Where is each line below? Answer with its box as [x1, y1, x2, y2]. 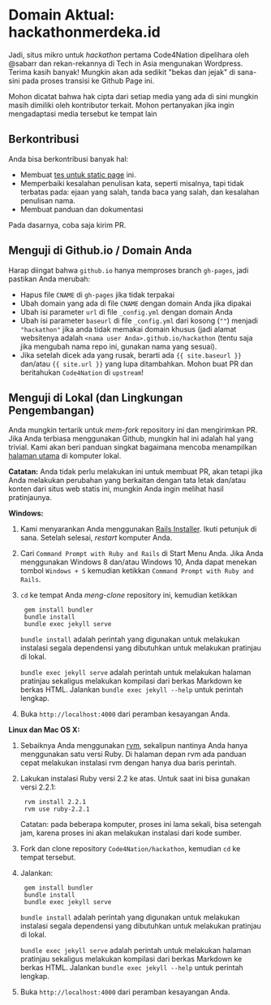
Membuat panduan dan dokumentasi [19, 204, 144, 214]
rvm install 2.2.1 [24, 798, 87, 807]
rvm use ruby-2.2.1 [24, 805, 90, 814]
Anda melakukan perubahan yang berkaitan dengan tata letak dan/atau [8, 476, 246, 485]
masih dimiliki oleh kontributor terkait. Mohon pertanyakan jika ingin [8, 100, 234, 110]
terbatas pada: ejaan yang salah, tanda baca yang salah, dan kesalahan [19, 187, 260, 197]
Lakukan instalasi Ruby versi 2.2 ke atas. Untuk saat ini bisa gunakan [19, 774, 250, 784]
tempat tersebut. [19, 852, 76, 863]
